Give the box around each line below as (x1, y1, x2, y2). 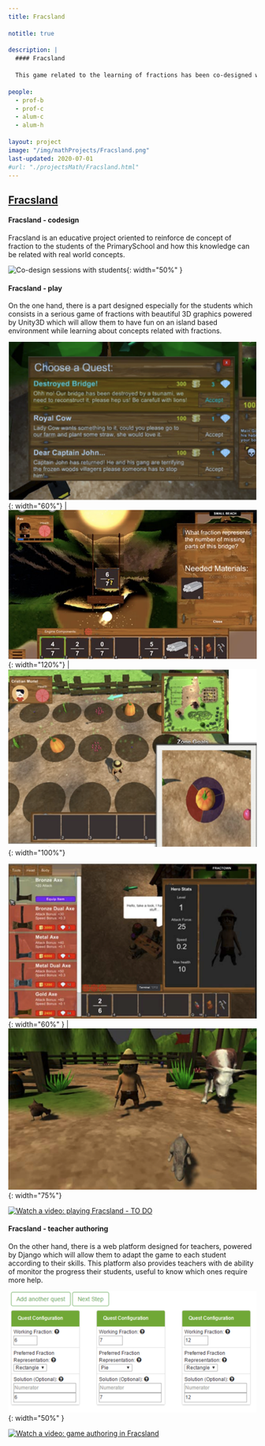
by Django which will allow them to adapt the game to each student (8, 1250, 226, 1259)
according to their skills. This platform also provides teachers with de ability (8, 1258, 254, 1268)
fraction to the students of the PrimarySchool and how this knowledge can (8, 241, 250, 251)
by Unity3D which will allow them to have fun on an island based (8, 317, 218, 328)
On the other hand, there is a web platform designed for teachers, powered (8, 1241, 252, 1251)
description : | (8, 46, 58, 55)
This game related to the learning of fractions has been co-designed (15, 71, 252, 79)
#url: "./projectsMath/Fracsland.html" (8, 163, 140, 171)
